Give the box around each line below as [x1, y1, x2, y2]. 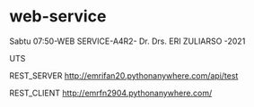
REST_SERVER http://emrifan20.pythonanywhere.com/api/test [9, 70, 239, 81]
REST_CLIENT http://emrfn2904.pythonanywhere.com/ [9, 87, 213, 98]
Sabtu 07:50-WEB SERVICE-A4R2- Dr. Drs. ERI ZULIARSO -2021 [9, 36, 246, 46]
